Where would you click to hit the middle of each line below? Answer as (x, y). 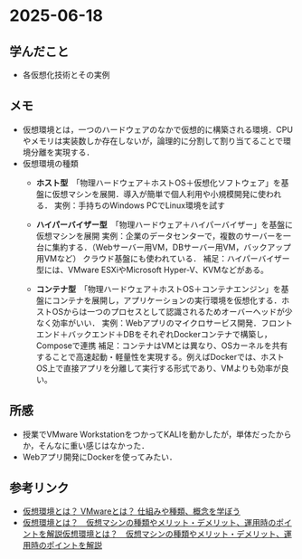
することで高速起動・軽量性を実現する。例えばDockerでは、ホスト (160, 356)
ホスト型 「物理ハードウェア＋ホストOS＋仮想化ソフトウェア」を (159, 183)
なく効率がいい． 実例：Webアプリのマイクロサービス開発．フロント (165, 323)
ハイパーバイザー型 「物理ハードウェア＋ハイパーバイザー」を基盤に (165, 224)
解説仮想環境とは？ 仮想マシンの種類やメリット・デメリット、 (165, 534)
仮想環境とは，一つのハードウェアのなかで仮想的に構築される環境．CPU (158, 129)
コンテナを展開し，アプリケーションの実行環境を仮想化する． (167, 300)
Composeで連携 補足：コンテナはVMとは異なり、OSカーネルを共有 (162, 346)
